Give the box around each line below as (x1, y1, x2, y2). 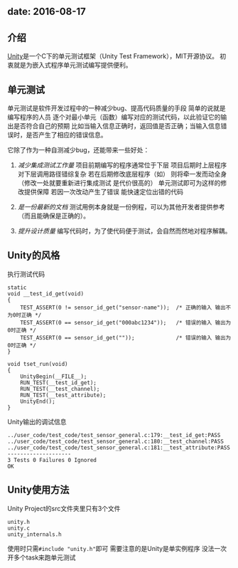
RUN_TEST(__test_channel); (20, 385, 100, 392)
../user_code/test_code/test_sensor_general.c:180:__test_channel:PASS (7, 438, 224, 445)
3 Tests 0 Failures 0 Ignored (7, 456, 97, 463)
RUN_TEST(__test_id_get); (20, 379, 97, 386)
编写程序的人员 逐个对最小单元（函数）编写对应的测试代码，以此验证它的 (7, 113, 221, 122)
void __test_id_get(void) (7, 290, 84, 298)
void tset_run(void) (7, 360, 69, 367)
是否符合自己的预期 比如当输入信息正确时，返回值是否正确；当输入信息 (13, 122, 221, 130)
